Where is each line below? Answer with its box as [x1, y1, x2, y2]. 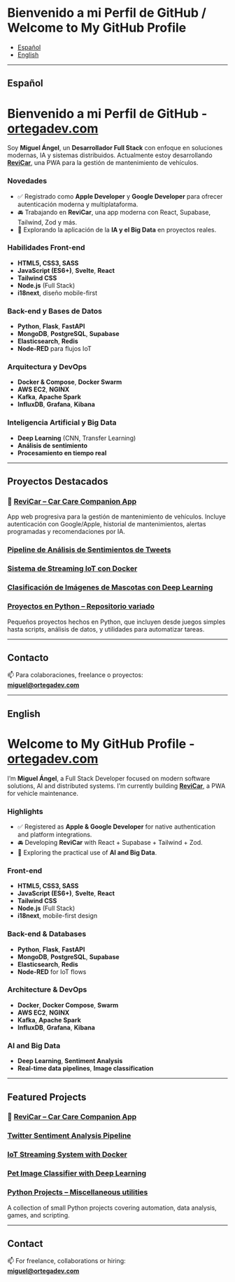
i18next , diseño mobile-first [17, 288, 98, 297]
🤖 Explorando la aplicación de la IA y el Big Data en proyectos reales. [17, 225, 217, 234]
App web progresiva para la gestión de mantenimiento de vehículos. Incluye [7, 512, 226, 521]
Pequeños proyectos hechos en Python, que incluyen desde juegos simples [7, 617, 226, 626]
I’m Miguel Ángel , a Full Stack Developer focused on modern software [7, 774, 211, 782]
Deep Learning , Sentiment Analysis [17, 1057, 123, 1065]
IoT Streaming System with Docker [7, 1149, 127, 1159]
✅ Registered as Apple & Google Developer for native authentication [17, 822, 215, 831]
